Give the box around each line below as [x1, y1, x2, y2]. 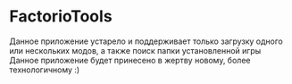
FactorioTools [9, 6, 113, 27]
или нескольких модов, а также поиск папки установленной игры [9, 45, 262, 55]
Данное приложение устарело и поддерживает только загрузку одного [9, 36, 283, 46]
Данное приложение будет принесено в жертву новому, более [9, 55, 251, 65]
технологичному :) [9, 64, 80, 75]
